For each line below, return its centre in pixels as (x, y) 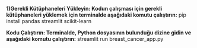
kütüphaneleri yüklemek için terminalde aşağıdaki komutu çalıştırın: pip (96, 15)
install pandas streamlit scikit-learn (49, 21)
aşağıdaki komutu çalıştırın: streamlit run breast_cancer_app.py (85, 39)
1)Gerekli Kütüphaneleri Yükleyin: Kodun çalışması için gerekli (84, 9)
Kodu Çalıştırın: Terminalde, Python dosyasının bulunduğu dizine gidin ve (99, 33)
